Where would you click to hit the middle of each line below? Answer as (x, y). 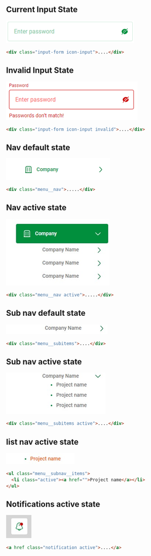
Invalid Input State (40, 71)
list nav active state (42, 442)
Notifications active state (53, 504)
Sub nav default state (46, 313)
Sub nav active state (44, 362)
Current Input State (42, 10)
